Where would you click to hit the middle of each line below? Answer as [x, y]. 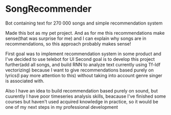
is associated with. [25, 81]
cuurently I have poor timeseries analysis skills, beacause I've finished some [86, 96]
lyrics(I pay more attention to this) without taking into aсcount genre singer [84, 75]
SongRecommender [48, 9]
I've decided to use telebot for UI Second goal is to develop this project [80, 59]
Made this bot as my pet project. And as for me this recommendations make [85, 33]
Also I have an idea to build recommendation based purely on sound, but [82, 90]
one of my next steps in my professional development [62, 107]
